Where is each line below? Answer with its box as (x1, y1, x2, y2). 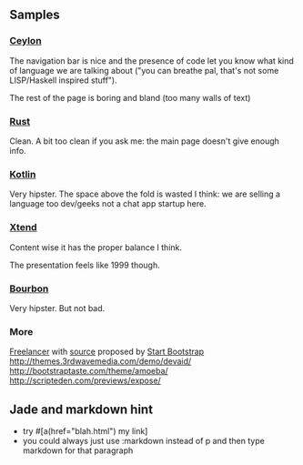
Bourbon (9, 282, 49, 295)
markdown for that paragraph (22, 445, 134, 456)
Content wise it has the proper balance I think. (9, 241, 183, 253)
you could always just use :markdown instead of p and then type (22, 435, 266, 446)
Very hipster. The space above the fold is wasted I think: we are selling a (9, 188, 280, 199)
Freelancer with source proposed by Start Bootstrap (9, 346, 205, 358)
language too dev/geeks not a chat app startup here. (9, 198, 207, 209)
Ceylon (9, 35, 43, 47)
